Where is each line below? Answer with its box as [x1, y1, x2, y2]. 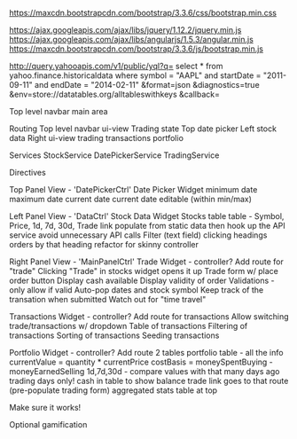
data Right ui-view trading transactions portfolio [9, 133, 184, 143]
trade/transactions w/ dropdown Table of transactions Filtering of [9, 321, 248, 331]
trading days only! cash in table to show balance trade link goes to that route [9, 376, 289, 386]
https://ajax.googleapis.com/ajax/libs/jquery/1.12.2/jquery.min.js [9, 25, 242, 35]
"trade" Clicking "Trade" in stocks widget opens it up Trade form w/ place [9, 266, 279, 276]
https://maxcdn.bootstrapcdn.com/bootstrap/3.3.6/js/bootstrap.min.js [9, 43, 264, 54]
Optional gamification [9, 419, 88, 429]
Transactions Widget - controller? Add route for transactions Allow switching [9, 311, 289, 322]
